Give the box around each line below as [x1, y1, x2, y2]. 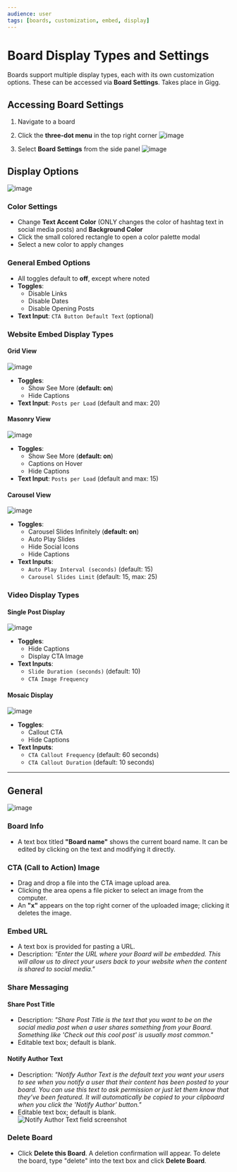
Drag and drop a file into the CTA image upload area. [17, 878, 171, 887]
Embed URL [7, 926, 48, 936]
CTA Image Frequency [28, 676, 89, 683]
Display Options [7, 165, 79, 177]
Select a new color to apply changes [17, 240, 124, 249]
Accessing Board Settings [7, 98, 124, 110]
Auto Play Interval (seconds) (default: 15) [28, 565, 154, 573]
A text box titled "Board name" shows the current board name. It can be [17, 837, 228, 845]
